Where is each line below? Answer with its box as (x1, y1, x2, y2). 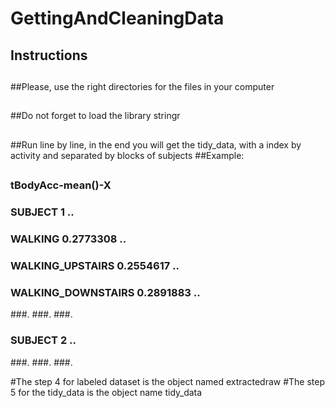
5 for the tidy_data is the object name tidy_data (10, 386, 203, 398)
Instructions (10, 47, 88, 64)
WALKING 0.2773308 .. (10, 232, 127, 246)
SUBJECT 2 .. (10, 333, 77, 347)
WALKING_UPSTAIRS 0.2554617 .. (10, 258, 180, 272)
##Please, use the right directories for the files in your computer (10, 80, 275, 92)
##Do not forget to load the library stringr (10, 110, 181, 122)
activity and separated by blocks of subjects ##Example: (10, 149, 245, 161)
